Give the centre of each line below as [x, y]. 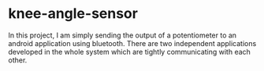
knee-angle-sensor [73, 14]
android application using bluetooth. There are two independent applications [132, 43]
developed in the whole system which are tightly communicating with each [129, 51]
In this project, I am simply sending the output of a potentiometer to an [123, 35]
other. [18, 60]
